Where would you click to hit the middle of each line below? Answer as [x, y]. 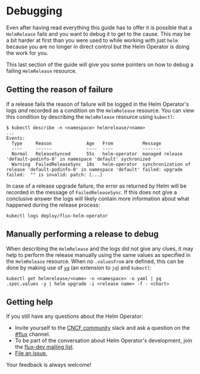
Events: [16, 138]
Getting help [30, 302]
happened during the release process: [53, 205]
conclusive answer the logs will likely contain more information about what [98, 198]
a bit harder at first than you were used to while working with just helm [92, 40]
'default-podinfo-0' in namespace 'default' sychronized [79, 159]
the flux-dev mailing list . [44, 347]
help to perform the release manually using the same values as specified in [99, 255]
